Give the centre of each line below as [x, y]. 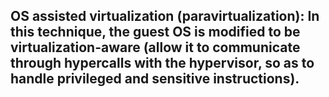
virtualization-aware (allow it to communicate [155, 47]
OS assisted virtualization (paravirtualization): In [165, 16]
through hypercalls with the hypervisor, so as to [162, 63]
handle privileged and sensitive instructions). [155, 79]
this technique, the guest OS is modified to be [155, 32]
